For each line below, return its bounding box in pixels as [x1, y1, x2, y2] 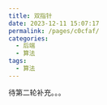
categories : [8, 34, 49, 43]
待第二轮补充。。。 [8, 87, 66, 97]
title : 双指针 [8, 11, 53, 20]
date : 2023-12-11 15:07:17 [8, 19, 100, 27]
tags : [8, 57, 27, 65]
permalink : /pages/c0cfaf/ [8, 27, 100, 35]
